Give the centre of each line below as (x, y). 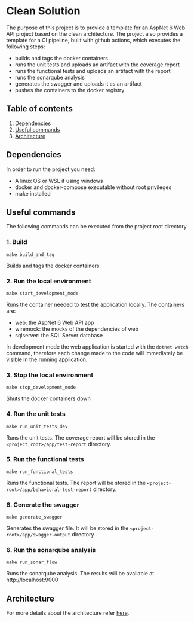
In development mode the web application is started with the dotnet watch (98, 347)
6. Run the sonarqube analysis (51, 550)
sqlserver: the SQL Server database (59, 335)
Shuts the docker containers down (49, 398)
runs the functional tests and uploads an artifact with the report (93, 71)
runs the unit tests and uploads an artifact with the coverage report (97, 65)
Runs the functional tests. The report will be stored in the (76, 483)
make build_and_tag (30, 254)
